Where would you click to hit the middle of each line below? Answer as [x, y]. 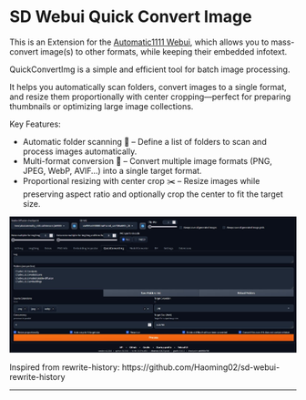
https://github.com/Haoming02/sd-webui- [201, 367]
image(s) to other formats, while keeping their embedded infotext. [164, 51]
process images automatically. [80, 151]
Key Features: [35, 124]
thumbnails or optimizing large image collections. [102, 106]
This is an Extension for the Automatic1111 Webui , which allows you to [139, 42]
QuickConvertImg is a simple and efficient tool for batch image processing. [150, 69]
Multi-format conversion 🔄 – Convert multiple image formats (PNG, [148, 160]
